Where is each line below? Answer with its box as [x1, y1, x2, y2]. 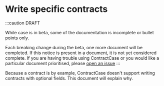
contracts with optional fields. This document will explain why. [5, 75, 133, 81]
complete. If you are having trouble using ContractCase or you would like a [5, 55, 159, 61]
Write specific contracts [5, 3, 108, 15]
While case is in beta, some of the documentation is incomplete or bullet [5, 29, 154, 35]
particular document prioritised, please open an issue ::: [5, 60, 120, 66]
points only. [5, 35, 29, 41]
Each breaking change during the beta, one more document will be [5, 44, 143, 50]
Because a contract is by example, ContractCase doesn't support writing [5, 70, 155, 76]
